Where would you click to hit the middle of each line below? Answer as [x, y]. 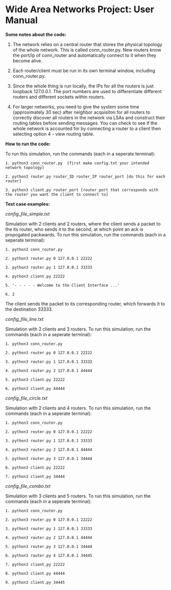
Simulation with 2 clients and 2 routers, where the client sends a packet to [83, 224]
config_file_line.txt [25, 319]
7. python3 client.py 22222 [35, 564]
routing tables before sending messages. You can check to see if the [85, 123]
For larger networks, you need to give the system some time [76, 106]
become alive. [27, 60]
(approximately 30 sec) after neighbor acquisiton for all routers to [81, 112]
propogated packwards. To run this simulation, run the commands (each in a [86, 234]
